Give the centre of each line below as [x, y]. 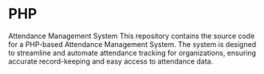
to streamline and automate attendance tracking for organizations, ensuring [132, 53]
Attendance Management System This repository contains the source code [132, 36]
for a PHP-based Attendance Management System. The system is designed [132, 44]
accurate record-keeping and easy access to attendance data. [111, 61]
